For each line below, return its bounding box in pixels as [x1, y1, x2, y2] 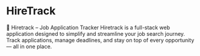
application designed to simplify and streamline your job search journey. [6, 30, 186, 37]
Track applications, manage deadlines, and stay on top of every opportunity [6, 36, 195, 43]
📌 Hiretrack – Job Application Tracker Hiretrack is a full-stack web [6, 24, 170, 31]
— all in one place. [6, 43, 52, 50]
